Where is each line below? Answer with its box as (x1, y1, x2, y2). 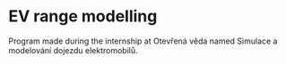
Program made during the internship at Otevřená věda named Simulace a (8, 36, 278, 46)
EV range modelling (8, 6, 158, 27)
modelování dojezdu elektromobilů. (8, 44, 138, 55)
